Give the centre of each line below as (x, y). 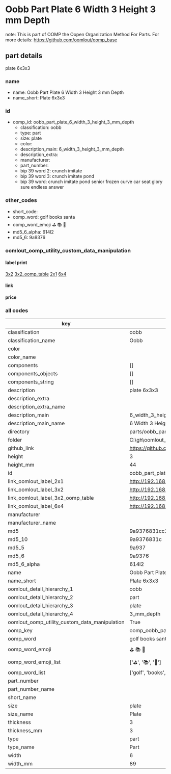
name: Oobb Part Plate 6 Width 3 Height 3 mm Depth (68, 92)
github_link (21, 448)
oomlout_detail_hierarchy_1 (40, 589)
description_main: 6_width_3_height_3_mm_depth (72, 149)
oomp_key (20, 631)
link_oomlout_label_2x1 (36, 481)
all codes (17, 311)
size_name (21, 714)
